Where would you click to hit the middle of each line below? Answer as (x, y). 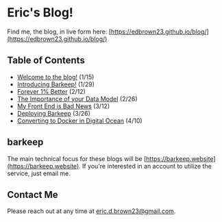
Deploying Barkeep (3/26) (54, 113)
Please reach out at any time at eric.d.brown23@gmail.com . (91, 211)
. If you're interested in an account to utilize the (145, 166)
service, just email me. (39, 173)
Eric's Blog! (40, 13)
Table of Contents (46, 61)
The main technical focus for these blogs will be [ (77, 158)
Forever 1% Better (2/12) (51, 91)
